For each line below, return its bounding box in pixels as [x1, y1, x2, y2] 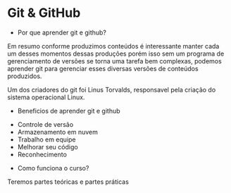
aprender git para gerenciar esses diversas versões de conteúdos [7, 64, 199, 73]
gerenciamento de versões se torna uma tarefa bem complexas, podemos [7, 56, 222, 65]
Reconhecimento [17, 150, 67, 158]
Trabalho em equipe [17, 135, 76, 144]
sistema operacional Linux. [7, 93, 85, 101]
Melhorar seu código [17, 142, 79, 151]
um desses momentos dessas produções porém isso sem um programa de [7, 49, 225, 58]
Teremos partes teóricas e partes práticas [7, 178, 129, 186]
